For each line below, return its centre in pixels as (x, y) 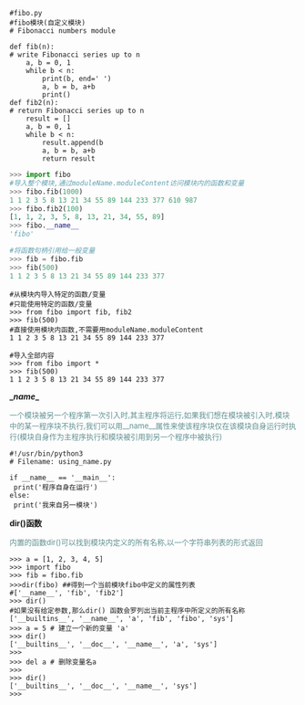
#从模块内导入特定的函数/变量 (58, 294)
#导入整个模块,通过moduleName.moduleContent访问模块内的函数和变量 (127, 183)
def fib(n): (32, 47)
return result (69, 159)
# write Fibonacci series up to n (75, 55)
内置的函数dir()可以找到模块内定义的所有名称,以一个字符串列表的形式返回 (137, 542)
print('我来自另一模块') (56, 505)
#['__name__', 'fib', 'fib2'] (67, 593)
